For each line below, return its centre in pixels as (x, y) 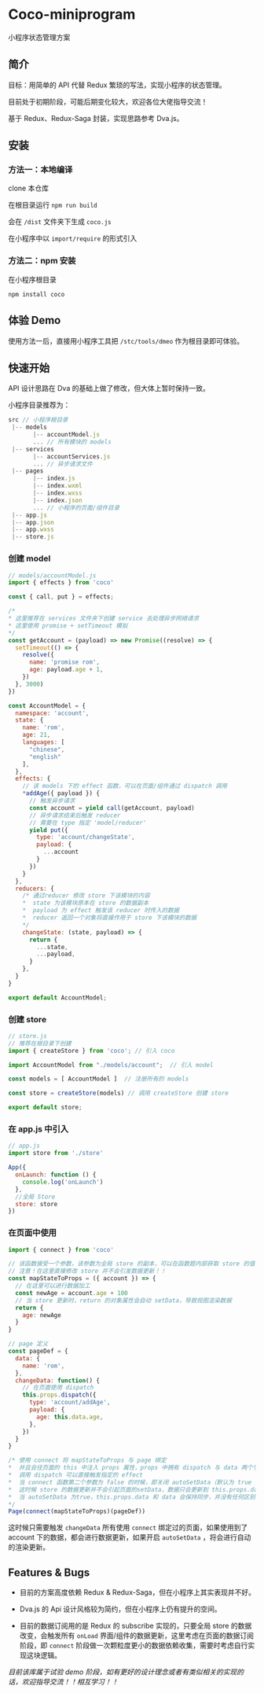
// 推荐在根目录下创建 (40, 1043)
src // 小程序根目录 (38, 420)
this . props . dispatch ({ (59, 1395)
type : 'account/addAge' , (70, 1402)
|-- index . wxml (57, 486)
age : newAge (42, 1315)
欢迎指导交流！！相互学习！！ (70, 1682)
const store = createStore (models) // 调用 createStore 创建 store (119, 1093)
